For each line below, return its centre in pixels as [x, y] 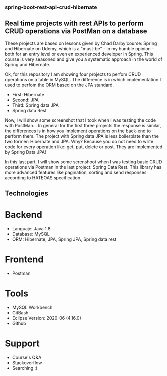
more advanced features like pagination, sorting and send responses [76, 172]
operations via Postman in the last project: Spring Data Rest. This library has [83, 167]
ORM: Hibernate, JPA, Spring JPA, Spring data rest [64, 239]
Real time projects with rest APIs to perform [74, 24]
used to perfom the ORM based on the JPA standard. [59, 85]
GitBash [20, 313]
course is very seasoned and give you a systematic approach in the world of [83, 59]
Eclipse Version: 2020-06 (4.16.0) [47, 318]
